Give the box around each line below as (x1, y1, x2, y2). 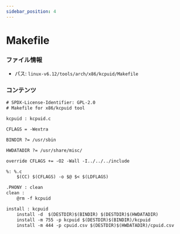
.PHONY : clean (6, 185, 43, 191)
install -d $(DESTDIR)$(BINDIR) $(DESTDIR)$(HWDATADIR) (16, 211, 159, 217)
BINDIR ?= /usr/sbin (6, 137, 57, 143)
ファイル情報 (6, 56, 43, 64)
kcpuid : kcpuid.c (6, 116, 51, 122)
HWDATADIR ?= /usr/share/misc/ (6, 147, 83, 153)
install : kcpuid (6, 206, 49, 212)
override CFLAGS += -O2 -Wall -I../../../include (6, 158, 130, 164)
